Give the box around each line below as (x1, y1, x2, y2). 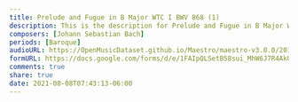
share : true (9, 71, 53, 80)
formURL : (9, 54, 42, 63)
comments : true (9, 63, 66, 72)
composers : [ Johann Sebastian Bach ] (9, 29, 145, 38)
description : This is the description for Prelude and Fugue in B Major (9, 21, 284, 30)
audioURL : (9, 46, 46, 55)
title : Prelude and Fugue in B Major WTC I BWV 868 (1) (9, 12, 220, 22)
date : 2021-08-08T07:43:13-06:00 (9, 79, 133, 88)
